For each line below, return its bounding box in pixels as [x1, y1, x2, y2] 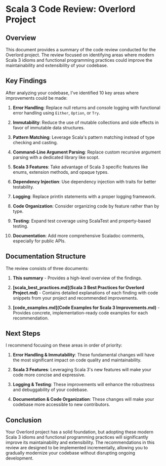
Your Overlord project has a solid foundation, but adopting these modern [5, 429, 154, 435]
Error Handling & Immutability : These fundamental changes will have [12, 352, 155, 358]
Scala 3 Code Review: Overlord [5, 3, 135, 15]
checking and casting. [12, 139, 58, 145]
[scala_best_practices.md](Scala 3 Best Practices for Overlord [12, 284, 145, 290]
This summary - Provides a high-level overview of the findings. [12, 275, 142, 281]
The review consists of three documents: [5, 265, 89, 271]
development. [5, 455, 34, 461]
